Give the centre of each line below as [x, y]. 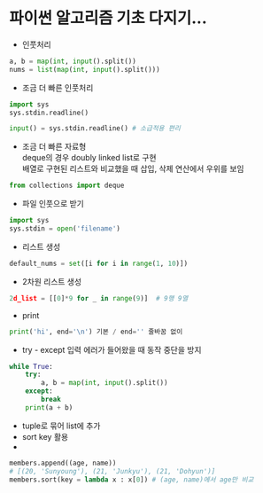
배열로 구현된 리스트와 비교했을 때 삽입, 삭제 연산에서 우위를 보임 [133, 168]
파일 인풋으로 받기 [53, 204]
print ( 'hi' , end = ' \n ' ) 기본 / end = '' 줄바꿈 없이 [96, 332]
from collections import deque [67, 186]
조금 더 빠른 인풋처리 [58, 87]
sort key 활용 [45, 436]
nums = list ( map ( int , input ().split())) [85, 69]
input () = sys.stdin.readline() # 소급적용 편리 [95, 129]
